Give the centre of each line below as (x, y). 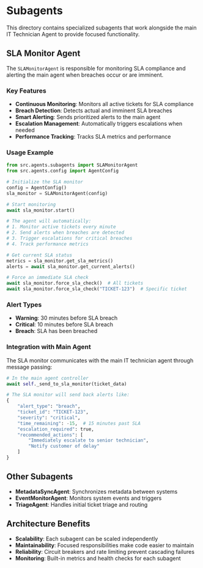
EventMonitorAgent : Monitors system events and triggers (88, 498)
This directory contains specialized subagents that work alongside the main (102, 28)
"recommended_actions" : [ (50, 435)
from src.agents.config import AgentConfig (63, 171)
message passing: (29, 367)
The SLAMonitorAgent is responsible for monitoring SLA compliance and (96, 68)
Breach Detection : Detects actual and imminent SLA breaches (94, 110)
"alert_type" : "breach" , (49, 406)
